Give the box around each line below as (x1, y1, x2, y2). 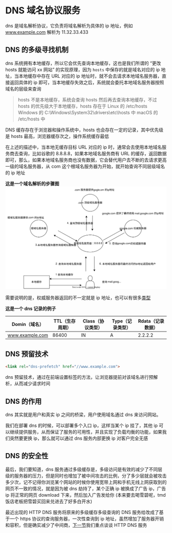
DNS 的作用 (5, 397, 42, 405)
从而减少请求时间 (14, 380, 50, 387)
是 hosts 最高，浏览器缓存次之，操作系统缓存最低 (5, 133, 109, 139)
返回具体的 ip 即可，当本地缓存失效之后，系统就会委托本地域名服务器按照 (9, 79, 164, 85)
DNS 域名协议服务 (5, 5, 81, 16)
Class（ (82, 318, 100, 324)
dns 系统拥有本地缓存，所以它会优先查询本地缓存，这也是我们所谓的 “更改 (5, 60, 161, 66)
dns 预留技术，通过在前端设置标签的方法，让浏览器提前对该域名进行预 (5, 374, 154, 380)
